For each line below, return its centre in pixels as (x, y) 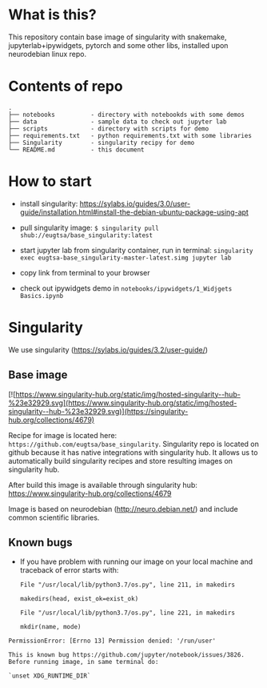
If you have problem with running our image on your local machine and (136, 561)
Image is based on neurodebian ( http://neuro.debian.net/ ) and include (123, 509)
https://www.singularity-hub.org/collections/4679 (90, 493)
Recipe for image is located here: (63, 435)
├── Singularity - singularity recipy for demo (102, 143)
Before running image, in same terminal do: (84, 662)
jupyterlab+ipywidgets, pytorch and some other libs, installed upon (118, 45)
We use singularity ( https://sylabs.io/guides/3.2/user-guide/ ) (108, 349)
